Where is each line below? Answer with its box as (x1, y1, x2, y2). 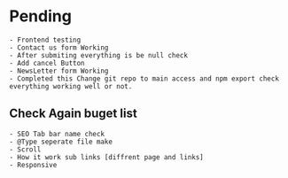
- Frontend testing (9, 35, 82, 44)
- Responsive (9, 160, 58, 169)
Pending (9, 6, 73, 27)
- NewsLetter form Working (9, 66, 109, 75)
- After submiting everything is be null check (9, 50, 189, 59)
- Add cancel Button (9, 58, 86, 67)
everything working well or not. (9, 81, 133, 90)
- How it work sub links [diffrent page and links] (9, 152, 204, 161)
